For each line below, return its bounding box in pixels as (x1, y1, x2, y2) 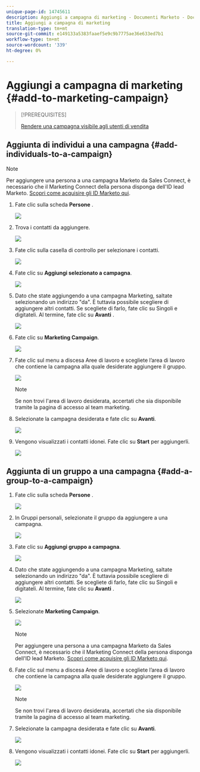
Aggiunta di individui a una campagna (6, 140, 149, 150)
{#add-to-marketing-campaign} (6, 91, 169, 104)
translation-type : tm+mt (6, 25, 68, 32)
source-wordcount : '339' (6, 42, 68, 48)
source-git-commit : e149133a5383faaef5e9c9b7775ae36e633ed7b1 (6, 31, 164, 37)
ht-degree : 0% (6, 48, 42, 54)
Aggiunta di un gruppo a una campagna (6, 466, 156, 476)
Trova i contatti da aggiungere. (14, 223, 90, 230)
